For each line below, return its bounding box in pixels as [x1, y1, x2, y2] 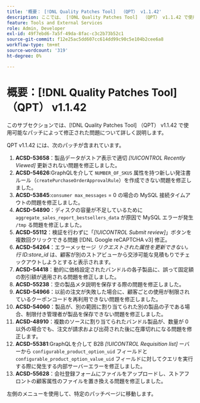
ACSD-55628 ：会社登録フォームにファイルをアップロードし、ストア [15, 370, 185, 377]
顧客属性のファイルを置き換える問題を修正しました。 [36, 377, 167, 385]
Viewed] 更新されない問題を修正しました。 [15, 161, 120, 168]
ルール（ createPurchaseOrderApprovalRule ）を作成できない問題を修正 [15, 176, 186, 183]
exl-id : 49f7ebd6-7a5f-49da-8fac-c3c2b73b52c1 [7, 31, 124, 37]
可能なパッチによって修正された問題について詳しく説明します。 [11, 129, 167, 136]
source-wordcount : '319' [7, 48, 68, 54]
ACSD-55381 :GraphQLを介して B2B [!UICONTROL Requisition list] [15, 340, 178, 347]
